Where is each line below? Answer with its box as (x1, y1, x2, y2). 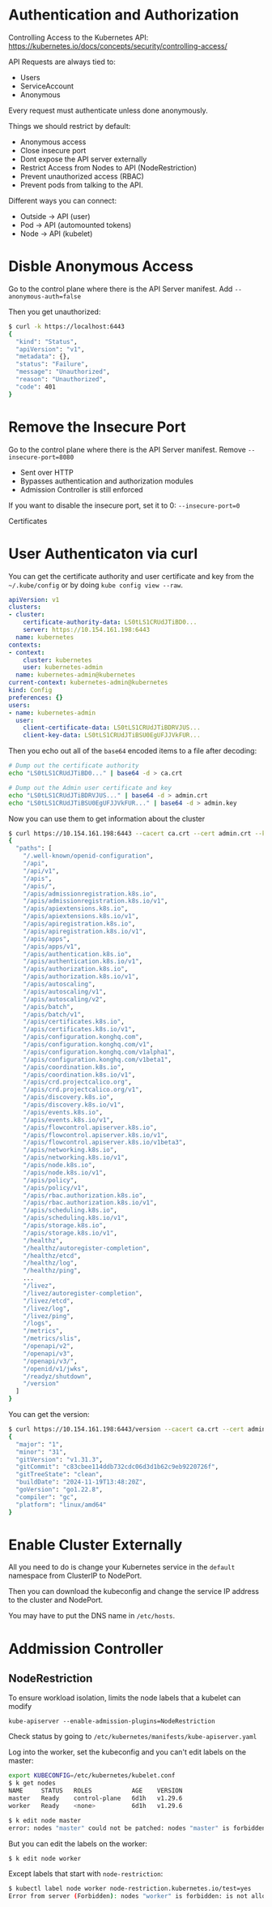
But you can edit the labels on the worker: (8, 1839, 148, 1849)
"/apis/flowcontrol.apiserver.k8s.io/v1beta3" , (23, 1138, 186, 1147)
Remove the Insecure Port (8, 418, 186, 436)
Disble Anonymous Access (8, 257, 194, 276)
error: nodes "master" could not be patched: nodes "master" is (8, 1823, 230, 1832)
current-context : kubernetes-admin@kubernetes (8, 679, 168, 687)
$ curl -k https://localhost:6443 (8, 322, 125, 330)
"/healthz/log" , (23, 1259, 79, 1267)
